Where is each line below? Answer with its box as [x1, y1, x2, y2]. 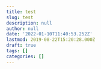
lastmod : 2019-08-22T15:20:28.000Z [6, 37, 96, 43]
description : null [6, 20, 52, 26]
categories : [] [6, 53, 44, 59]
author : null [6, 25, 39, 32]
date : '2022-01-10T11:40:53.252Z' [6, 31, 93, 37]
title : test [6, 8, 36, 15]
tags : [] [6, 48, 28, 54]
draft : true [6, 43, 36, 49]
